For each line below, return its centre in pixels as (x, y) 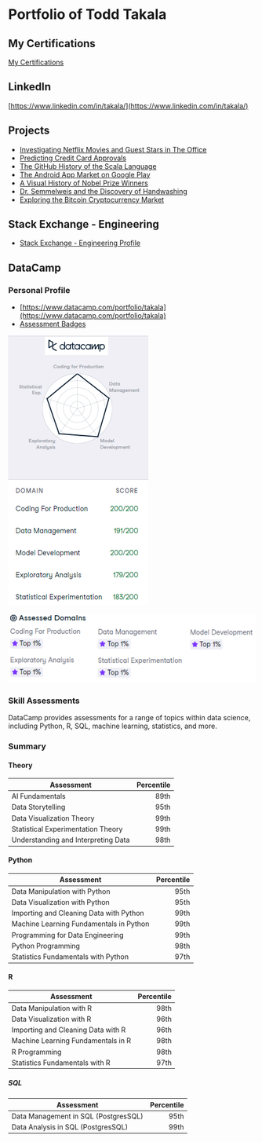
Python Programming (46, 946)
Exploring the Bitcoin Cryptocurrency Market (92, 199)
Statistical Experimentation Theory (67, 829)
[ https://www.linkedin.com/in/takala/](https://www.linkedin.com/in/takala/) (128, 106)
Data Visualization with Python (60, 902)
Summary (27, 746)
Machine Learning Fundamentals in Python (80, 924)
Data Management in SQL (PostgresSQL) (77, 1116)
